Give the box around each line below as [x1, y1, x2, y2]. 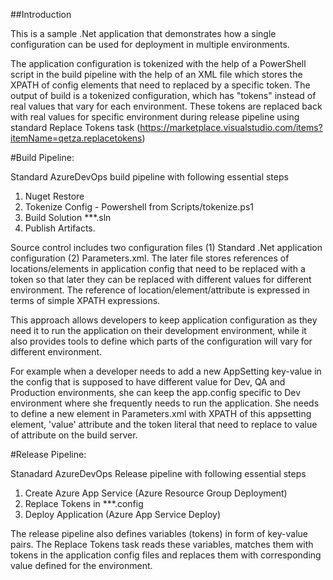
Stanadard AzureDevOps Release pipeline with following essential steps [10, 468, 307, 479]
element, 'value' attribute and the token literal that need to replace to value [10, 419, 318, 430]
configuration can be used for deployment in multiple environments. [10, 39, 290, 50]
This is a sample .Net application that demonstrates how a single [10, 28, 277, 39]
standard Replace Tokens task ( [10, 122, 141, 133]
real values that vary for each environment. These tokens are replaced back [10, 100, 323, 112]
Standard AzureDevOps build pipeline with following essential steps [10, 171, 289, 183]
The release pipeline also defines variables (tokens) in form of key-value [10, 528, 308, 539]
